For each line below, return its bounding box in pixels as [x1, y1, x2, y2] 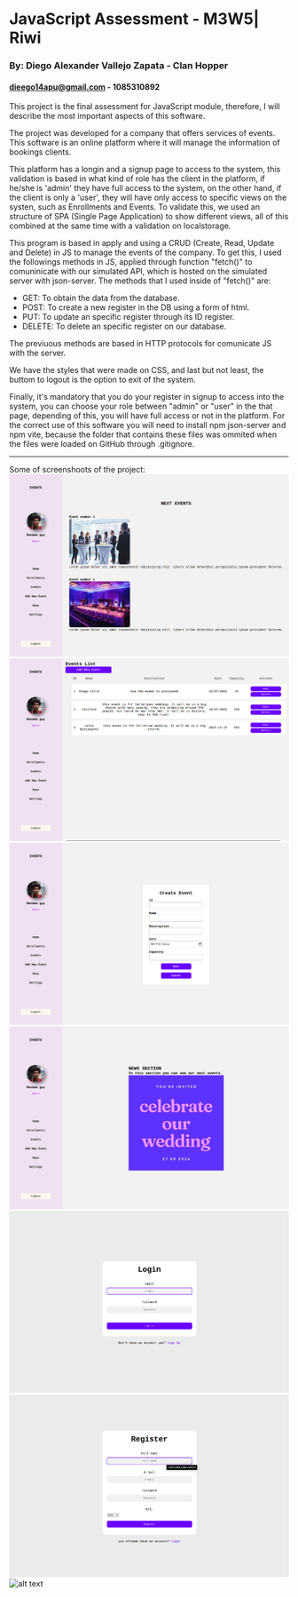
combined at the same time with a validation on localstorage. [9, 220, 231, 231]
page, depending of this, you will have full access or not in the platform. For [9, 410, 286, 421]
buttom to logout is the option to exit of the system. [9, 374, 197, 385]
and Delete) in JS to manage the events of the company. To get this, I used [9, 247, 282, 258]
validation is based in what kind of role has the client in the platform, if [9, 173, 266, 184]
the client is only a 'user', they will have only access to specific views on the [9, 192, 287, 203]
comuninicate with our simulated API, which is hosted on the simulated [9, 266, 268, 277]
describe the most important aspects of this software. [9, 111, 206, 122]
